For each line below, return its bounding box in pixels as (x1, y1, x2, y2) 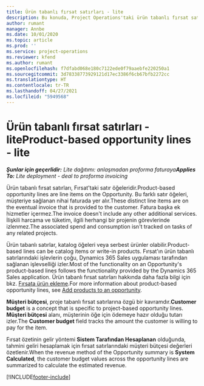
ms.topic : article (6, 37, 53, 43)
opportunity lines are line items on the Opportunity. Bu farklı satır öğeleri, (6, 190, 188, 198)
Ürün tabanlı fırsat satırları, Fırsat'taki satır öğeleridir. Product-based (6, 184, 175, 191)
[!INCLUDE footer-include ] (6, 373, 71, 381)
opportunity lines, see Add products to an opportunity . (6, 286, 143, 294)
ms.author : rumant (6, 60, 53, 66)
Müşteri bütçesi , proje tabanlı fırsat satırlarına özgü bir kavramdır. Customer (6, 298, 197, 305)
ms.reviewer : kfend (6, 54, 56, 60)
